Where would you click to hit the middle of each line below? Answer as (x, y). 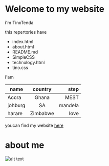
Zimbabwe (42, 113)
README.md (25, 52)
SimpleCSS (23, 57)
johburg (16, 105)
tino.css (20, 68)
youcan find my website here (34, 125)
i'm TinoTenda (19, 23)
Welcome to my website (55, 9)
